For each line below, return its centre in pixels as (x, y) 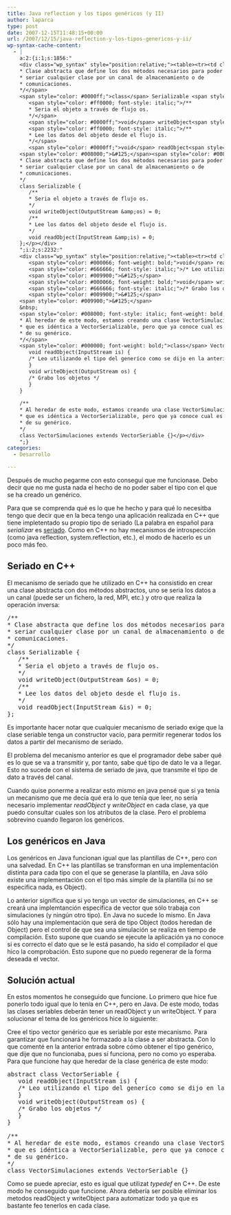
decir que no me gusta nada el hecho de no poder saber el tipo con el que (112, 488)
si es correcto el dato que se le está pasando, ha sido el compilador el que (112, 944)
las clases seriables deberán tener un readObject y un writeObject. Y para (112, 1011)
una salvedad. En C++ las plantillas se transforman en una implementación (113, 865)
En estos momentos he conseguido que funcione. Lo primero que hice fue (112, 997)
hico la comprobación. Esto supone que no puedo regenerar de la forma (109, 951)
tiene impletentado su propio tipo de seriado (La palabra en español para (110, 523)
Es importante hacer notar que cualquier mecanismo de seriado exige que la (115, 727)
